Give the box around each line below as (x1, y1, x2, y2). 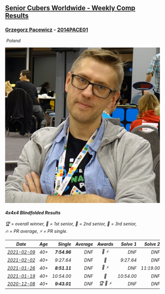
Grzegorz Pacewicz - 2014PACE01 (5, 27, 88, 33)
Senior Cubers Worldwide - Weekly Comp (5, 4, 136, 12)
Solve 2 (144, 241, 161, 247)
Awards (97, 241, 114, 247)
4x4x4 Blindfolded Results (5, 209, 61, 216)
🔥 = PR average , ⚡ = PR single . (5, 229, 68, 234)
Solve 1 (121, 241, 137, 247)
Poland (6, 37, 21, 43)
